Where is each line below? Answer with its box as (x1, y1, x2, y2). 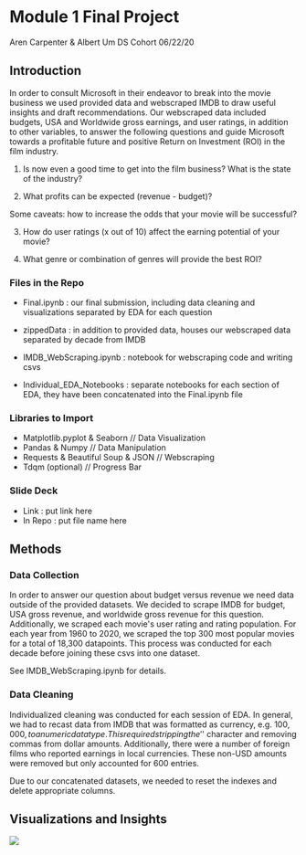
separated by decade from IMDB (22, 334, 146, 345)
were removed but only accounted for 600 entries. (9, 757, 199, 768)
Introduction (9, 63, 82, 79)
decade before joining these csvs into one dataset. (9, 648, 201, 659)
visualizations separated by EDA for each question (22, 307, 213, 318)
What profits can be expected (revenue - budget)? (22, 190, 213, 202)
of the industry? (22, 173, 83, 184)
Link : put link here (22, 505, 93, 516)
